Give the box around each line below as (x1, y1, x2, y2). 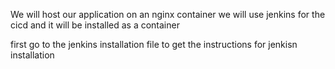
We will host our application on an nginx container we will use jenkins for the (10, 9, 326, 20)
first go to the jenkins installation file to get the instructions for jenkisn (10, 39, 298, 50)
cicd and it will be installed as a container (10, 19, 180, 31)
